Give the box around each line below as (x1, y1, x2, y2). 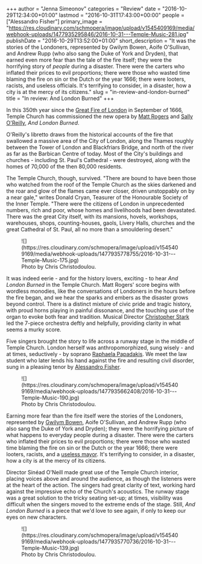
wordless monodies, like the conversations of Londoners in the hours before (6, 287, 196, 295)
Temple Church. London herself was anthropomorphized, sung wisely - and (6, 344, 194, 351)
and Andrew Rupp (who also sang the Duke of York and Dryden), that (6, 50, 178, 57)
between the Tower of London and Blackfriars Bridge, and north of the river (6, 144, 194, 151)
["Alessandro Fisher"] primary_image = (6, 18, 103, 25)
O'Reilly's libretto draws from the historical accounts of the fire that (6, 131, 173, 138)
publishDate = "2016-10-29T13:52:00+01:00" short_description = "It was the (6, 37, 196, 44)
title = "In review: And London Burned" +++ (6, 95, 115, 102)
